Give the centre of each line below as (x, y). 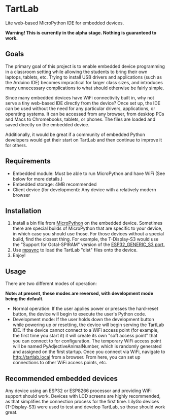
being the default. (25, 299)
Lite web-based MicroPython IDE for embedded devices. (65, 23)
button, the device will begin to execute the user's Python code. (79, 314)
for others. (16, 145)
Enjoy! (19, 255)
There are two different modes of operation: (51, 284)
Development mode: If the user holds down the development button (83, 320)
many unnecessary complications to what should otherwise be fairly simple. (85, 88)
